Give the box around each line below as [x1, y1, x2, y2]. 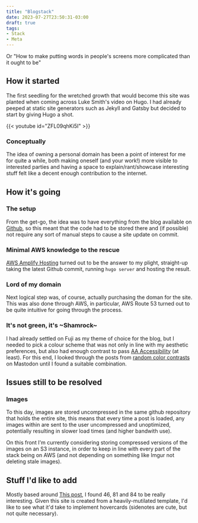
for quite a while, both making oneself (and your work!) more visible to [6, 157, 178, 164]
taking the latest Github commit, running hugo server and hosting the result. [6, 266, 191, 273]
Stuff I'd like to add [6, 475, 77, 485]
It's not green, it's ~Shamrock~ [6, 322, 98, 330]
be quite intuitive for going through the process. [6, 307, 123, 314]
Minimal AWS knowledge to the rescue [6, 245, 120, 254]
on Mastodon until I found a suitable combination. [6, 360, 127, 367]
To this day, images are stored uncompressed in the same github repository [6, 408, 191, 416]
